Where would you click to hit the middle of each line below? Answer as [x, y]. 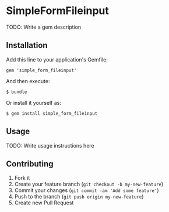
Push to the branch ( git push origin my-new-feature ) [79, 197]
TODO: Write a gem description [44, 27]
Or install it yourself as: [34, 102]
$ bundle [17, 92]
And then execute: [28, 81]
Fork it [22, 178]
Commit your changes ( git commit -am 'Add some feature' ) [87, 190]
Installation [27, 45]
